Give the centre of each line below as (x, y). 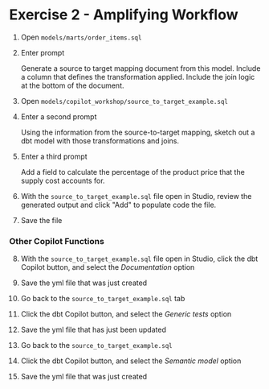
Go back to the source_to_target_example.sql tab (103, 299)
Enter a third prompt (54, 156)
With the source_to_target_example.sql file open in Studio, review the (136, 196)
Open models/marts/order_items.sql (81, 37)
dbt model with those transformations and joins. (100, 141)
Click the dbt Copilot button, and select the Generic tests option (126, 314)
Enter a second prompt (59, 116)
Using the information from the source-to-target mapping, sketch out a (138, 132)
